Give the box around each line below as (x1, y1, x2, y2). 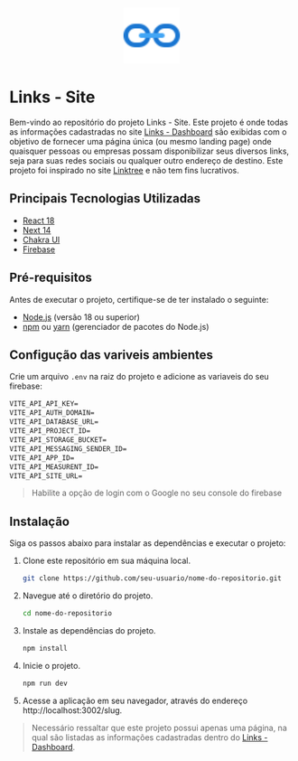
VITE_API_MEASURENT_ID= (9, 463, 99, 472)
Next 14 (22, 224, 51, 235)
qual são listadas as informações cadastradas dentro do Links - (31, 731, 268, 743)
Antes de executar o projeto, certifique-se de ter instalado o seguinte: (9, 294, 269, 305)
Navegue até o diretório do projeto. (22, 590, 154, 601)
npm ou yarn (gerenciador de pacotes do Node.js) (22, 321, 210, 332)
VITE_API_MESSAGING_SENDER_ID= (9, 445, 127, 454)
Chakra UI (22, 234, 61, 245)
